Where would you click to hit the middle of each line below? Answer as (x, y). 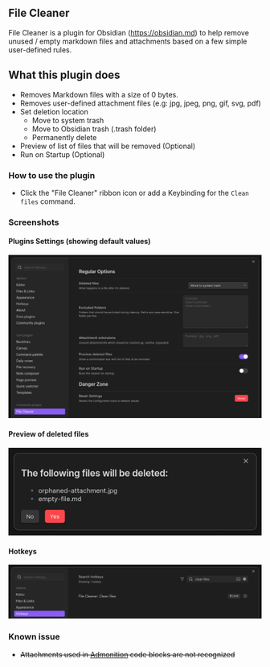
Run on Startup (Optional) (62, 154)
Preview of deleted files (49, 433)
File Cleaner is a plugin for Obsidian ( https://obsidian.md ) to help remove (129, 32)
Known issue (34, 637)
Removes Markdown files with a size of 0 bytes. (99, 94)
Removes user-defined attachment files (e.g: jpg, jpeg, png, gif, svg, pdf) (140, 103)
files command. (48, 201)
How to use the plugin (52, 175)
